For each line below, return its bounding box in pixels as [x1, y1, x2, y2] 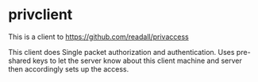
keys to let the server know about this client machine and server [33, 56, 242, 65]
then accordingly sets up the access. [8, 64, 129, 73]
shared [8, 56, 32, 65]
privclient [8, 6, 73, 24]
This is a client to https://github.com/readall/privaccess [8, 32, 189, 41]
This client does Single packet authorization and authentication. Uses [8, 47, 235, 57]
